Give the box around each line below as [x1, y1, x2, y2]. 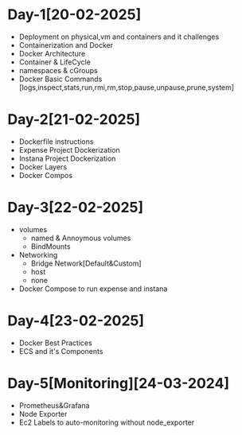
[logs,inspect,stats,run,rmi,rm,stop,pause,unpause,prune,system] [18, 82, 235, 92]
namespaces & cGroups [18, 65, 98, 75]
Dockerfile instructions [18, 137, 94, 146]
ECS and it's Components [18, 346, 103, 355]
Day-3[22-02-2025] [7, 199, 144, 216]
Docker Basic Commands [18, 74, 103, 84]
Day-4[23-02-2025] [7, 312, 145, 329]
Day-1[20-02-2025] [7, 6, 142, 24]
